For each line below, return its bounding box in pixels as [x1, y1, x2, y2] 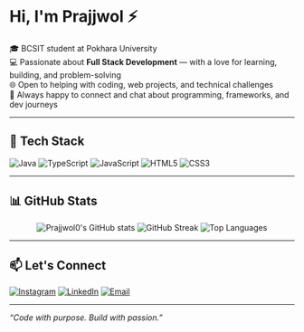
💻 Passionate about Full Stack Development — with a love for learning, [9, 56, 278, 67]
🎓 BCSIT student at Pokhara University [9, 43, 157, 53]
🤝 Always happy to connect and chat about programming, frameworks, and [9, 89, 290, 100]
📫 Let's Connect [9, 258, 107, 273]
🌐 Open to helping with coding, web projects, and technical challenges [9, 79, 274, 90]
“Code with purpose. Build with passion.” [9, 312, 163, 323]
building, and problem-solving [9, 69, 122, 81]
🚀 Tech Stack [9, 134, 85, 149]
